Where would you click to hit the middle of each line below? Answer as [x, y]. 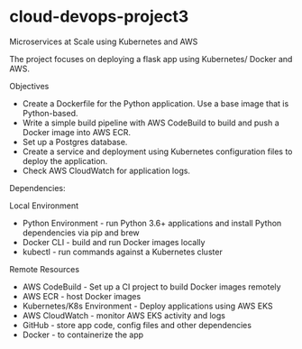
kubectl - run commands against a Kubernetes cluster [122, 252]
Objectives [29, 86]
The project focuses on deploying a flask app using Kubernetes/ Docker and [151, 59]
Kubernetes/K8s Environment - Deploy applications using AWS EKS [147, 306]
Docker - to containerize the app [83, 335]
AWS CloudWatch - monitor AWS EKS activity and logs [124, 315]
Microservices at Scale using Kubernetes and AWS [104, 41]
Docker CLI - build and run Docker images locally [114, 242]
